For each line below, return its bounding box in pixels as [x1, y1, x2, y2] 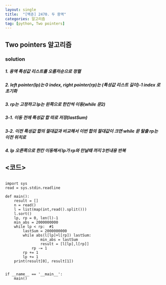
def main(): [5, 194, 30, 199]
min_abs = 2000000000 [14, 220, 58, 225]
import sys [5, 181, 28, 186]
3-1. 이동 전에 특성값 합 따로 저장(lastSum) [5, 114, 88, 121]
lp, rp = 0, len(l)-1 [14, 215, 58, 220]
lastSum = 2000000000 [23, 228, 67, 233]
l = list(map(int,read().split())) [14, 207, 87, 212]
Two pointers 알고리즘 [5, 40, 72, 49]
